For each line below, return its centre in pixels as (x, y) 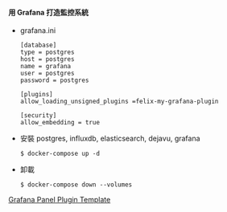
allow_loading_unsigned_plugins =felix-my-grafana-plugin (119, 102)
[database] (38, 45)
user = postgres (47, 73)
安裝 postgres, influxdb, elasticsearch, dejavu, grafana (110, 139)
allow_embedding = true (60, 123)
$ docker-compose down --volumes (76, 185)
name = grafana (45, 67)
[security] (38, 116)
